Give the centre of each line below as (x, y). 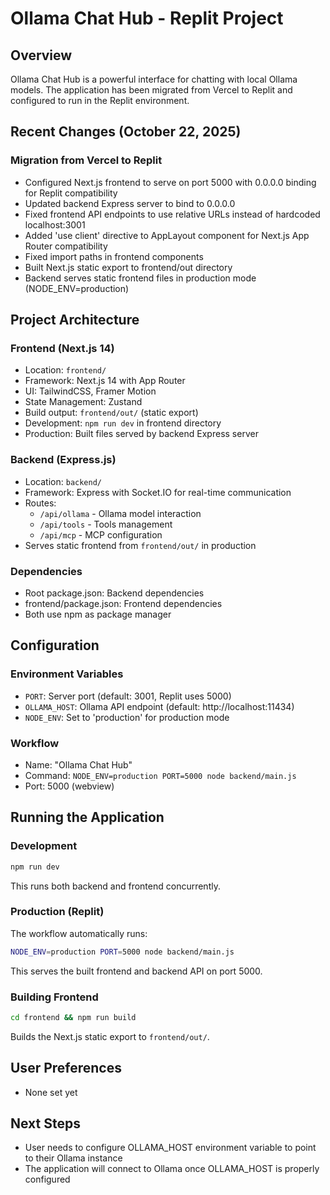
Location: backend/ (63, 481)
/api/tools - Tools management (106, 524)
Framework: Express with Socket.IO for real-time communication (158, 492)
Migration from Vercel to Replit (86, 160)
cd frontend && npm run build (73, 1017)
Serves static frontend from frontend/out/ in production (140, 545)
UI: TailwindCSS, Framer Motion (90, 391)
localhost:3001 (55, 224)
